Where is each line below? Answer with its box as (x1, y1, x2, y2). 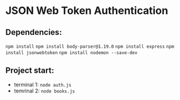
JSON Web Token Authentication (5, 4, 168, 17)
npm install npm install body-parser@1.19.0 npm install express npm (5, 44, 174, 49)
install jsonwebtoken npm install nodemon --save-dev (5, 50, 137, 56)
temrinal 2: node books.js (13, 87, 75, 94)
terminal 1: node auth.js (13, 81, 72, 88)
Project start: (5, 66, 55, 76)
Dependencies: (5, 27, 62, 37)
